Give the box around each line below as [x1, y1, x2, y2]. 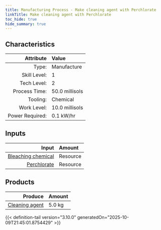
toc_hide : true [5, 17, 37, 22]
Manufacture [51, 63, 82, 70]
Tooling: [28, 96, 47, 103]
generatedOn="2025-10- [77, 214, 129, 220]
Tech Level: [20, 80, 47, 87]
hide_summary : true [5, 21, 46, 27]
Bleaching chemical [8, 153, 54, 160]
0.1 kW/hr [51, 112, 75, 120]
